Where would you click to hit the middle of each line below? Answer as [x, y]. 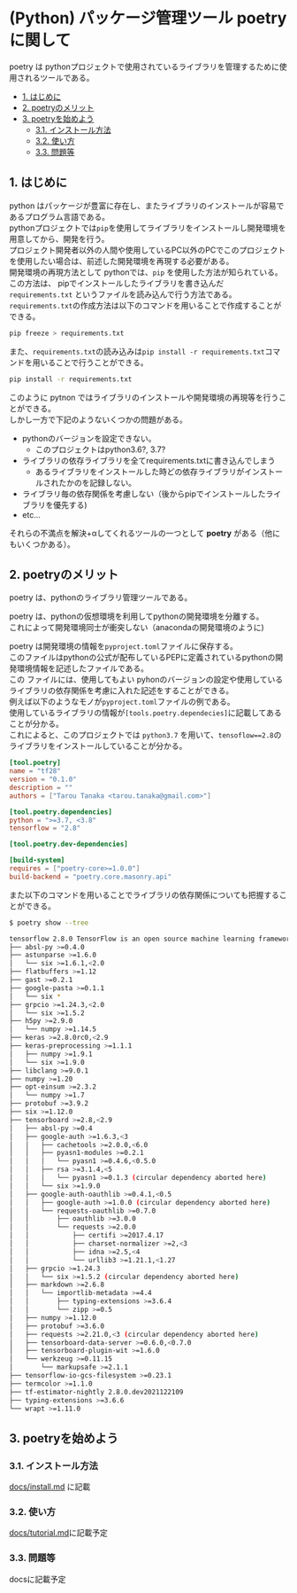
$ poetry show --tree [49, 923]
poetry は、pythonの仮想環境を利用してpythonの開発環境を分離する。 [137, 616]
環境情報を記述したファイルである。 [82, 668]
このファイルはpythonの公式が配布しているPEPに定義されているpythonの [142, 658]
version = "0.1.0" [43, 780]
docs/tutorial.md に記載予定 [59, 1533]
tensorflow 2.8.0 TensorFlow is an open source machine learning [132, 939]
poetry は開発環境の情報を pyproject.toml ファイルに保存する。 [124, 646]
